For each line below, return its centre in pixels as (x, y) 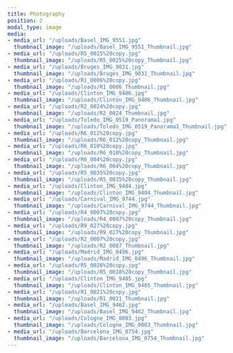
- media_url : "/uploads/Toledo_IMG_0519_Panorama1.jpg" (92, 120)
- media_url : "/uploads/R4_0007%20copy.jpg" (74, 213)
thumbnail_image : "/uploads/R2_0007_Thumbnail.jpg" (92, 246)
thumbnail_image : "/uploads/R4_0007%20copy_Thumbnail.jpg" (103, 219)
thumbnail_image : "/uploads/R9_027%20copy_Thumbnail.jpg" (102, 232)
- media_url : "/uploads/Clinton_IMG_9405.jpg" (77, 278)
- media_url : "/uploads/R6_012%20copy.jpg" (73, 133)
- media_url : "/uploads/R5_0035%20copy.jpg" (74, 173)
